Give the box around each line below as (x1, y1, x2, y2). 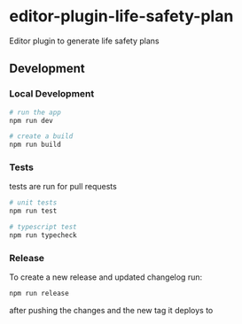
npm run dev (9, 116, 53, 125)
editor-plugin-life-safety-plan (9, 6, 234, 27)
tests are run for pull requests (9, 181, 117, 192)
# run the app (9, 108, 62, 117)
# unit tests (9, 198, 58, 207)
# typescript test (9, 223, 77, 232)
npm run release (9, 289, 69, 298)
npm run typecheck (9, 231, 77, 240)
